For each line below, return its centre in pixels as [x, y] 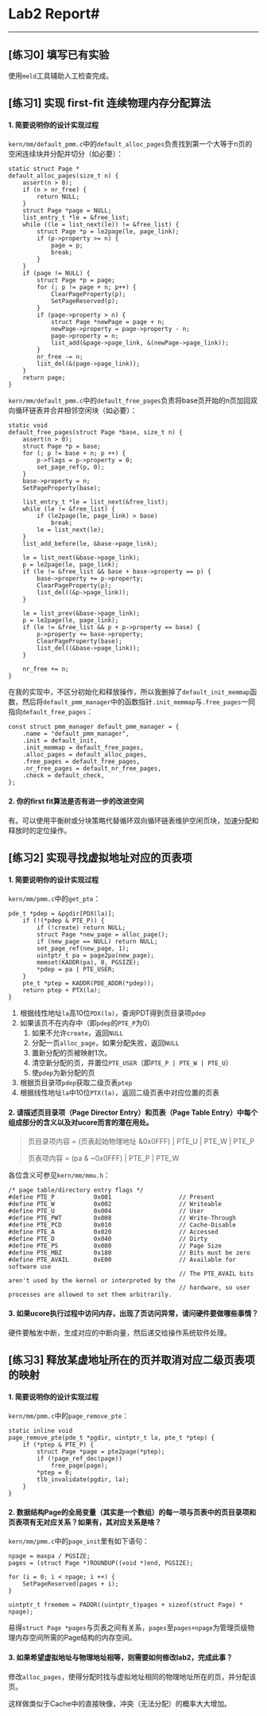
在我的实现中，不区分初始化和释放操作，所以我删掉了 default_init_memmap [129, 692]
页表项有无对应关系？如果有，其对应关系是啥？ [85, 1522]
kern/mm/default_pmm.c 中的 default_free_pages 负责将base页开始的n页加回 [130, 401]
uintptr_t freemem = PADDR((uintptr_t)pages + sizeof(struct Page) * [126, 1605]
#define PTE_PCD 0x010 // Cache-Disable [122, 1225]
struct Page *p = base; [62, 446]
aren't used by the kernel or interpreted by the [92, 1281]
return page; [44, 378]
